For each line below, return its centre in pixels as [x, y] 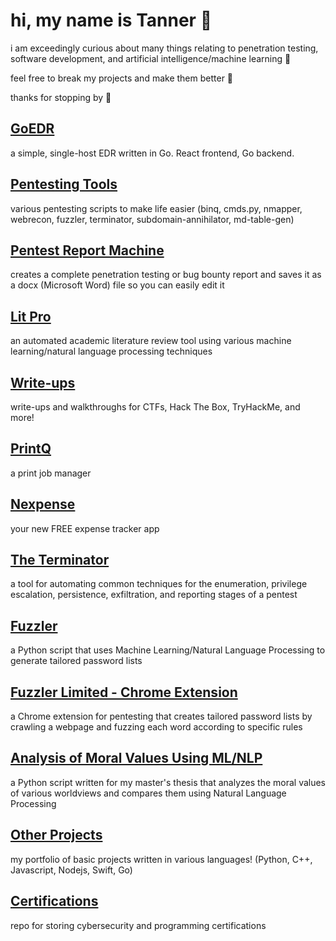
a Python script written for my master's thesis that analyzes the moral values [168, 782]
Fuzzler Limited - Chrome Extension [124, 692]
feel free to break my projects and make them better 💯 [122, 78]
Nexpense [43, 504]
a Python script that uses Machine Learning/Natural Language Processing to [168, 650]
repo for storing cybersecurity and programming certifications [138, 925]
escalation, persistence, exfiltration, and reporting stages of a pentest [154, 595]
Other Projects [56, 835]
